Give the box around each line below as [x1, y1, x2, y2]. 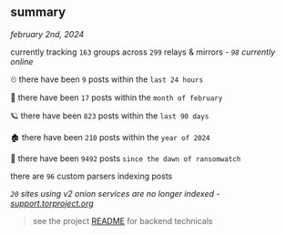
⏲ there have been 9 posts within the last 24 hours [10, 74, 204, 85]
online [10, 56, 34, 66]
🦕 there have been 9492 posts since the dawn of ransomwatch [10, 152, 241, 164]
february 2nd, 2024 [10, 28, 85, 39]
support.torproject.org [10, 198, 94, 209]
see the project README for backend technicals [32, 215, 213, 226]
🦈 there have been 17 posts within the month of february [10, 92, 223, 103]
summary [10, 5, 66, 20]
